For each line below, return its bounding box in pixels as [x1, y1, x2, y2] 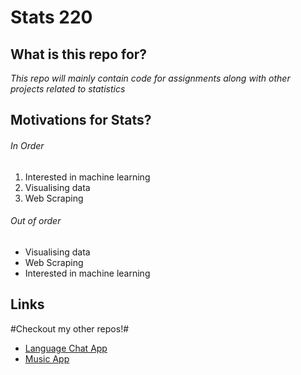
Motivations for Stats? [10, 112, 152, 129]
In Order [10, 139, 45, 151]
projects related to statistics [10, 83, 126, 95]
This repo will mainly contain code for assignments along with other [10, 72, 291, 84]
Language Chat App [24, 342, 108, 354]
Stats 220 [10, 6, 93, 29]
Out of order [10, 215, 62, 227]
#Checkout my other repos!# [10, 322, 130, 335]
